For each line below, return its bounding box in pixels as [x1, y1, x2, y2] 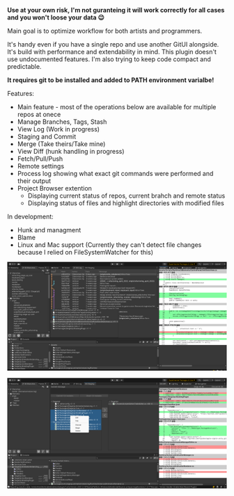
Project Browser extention [17, 184, 93, 192]
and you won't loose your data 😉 [7, 13, 104, 22]
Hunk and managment [17, 226, 81, 234]
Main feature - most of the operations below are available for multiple [17, 103, 217, 111]
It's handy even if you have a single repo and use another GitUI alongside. [7, 40, 219, 48]
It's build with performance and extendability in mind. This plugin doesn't [7, 48, 217, 56]
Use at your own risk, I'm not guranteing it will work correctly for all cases [7, 6, 225, 14]
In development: [7, 212, 54, 221]
